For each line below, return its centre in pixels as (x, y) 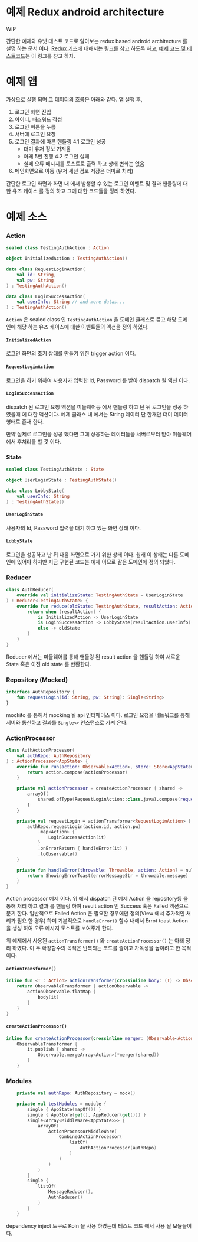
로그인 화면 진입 (33, 112)
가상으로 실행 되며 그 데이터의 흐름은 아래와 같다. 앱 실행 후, (74, 99)
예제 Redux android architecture (85, 12)
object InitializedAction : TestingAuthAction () (67, 259)
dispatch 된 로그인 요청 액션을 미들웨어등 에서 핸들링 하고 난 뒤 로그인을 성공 (94, 407)
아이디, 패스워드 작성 (38, 119)
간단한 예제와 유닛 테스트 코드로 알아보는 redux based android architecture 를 (97, 41)
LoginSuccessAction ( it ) (77, 837)
